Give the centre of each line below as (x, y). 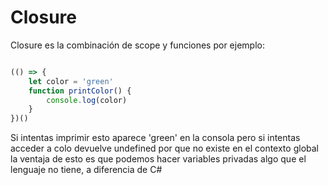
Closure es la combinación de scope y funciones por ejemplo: (137, 45)
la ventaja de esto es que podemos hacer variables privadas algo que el (158, 159)
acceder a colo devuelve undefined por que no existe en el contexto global (164, 148)
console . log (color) (87, 100)
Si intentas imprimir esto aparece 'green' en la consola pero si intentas (155, 138)
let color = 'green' (71, 81)
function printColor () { (80, 91)
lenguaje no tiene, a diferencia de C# (86, 170)
